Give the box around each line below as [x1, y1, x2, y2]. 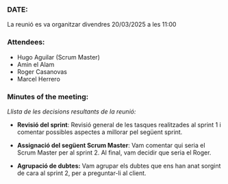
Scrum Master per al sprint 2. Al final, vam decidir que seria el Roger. [16, 148, 212, 157]
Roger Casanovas [16, 67, 67, 76]
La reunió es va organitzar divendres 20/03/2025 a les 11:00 [7, 21, 177, 29]
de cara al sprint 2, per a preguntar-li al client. [16, 169, 147, 177]
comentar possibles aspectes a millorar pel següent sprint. [16, 128, 183, 136]
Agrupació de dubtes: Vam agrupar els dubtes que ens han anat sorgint [16, 161, 221, 170]
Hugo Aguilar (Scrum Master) [16, 53, 101, 61]
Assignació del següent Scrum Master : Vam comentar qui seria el [16, 141, 205, 149]
